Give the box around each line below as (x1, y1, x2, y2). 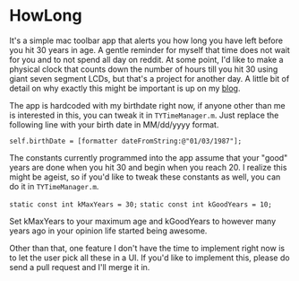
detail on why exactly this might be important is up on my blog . (9, 83, 241, 93)
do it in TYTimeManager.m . (9, 180, 99, 191)
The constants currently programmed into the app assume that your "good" (9, 152, 288, 162)
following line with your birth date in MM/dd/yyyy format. (9, 119, 219, 130)
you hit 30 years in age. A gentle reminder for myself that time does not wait (9, 44, 290, 55)
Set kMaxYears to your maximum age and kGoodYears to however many (9, 215, 277, 226)
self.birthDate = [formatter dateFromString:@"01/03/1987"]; (9, 136, 243, 145)
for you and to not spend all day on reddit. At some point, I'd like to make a (9, 54, 284, 65)
